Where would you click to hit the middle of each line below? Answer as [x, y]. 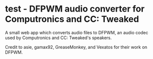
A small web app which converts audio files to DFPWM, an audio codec [77, 32]
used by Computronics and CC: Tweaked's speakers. [58, 38]
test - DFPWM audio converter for [75, 9]
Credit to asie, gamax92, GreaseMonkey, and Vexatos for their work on [76, 47]
